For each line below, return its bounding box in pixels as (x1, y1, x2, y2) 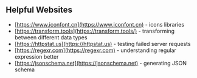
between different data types (14, 33, 88, 41)
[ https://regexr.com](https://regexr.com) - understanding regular (14, 47, 177, 54)
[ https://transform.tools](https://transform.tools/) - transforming (14, 27, 175, 34)
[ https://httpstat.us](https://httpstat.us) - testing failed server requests (14, 40, 191, 47)
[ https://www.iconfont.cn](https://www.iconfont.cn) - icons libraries (14, 21, 185, 28)
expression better (14, 53, 59, 60)
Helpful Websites (5, 5, 72, 15)
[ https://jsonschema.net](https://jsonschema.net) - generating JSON (14, 59, 187, 67)
